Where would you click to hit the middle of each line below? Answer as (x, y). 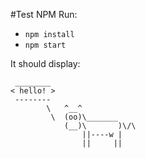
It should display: (45, 63)
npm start (45, 45)
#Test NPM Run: (44, 14)
